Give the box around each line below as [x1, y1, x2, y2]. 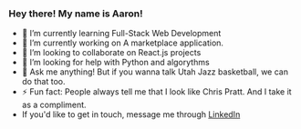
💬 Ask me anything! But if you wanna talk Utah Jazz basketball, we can [21, 66, 289, 77]
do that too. [21, 76, 66, 87]
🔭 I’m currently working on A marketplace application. [21, 37, 224, 48]
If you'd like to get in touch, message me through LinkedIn [21, 109, 241, 120]
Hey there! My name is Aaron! [8, 7, 143, 20]
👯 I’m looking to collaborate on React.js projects [21, 47, 202, 58]
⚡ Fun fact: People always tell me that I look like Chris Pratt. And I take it [21, 86, 293, 97]
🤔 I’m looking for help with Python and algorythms [21, 57, 211, 68]
